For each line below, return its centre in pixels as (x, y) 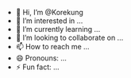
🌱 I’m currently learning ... (58, 29)
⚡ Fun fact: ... (37, 67)
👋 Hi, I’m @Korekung (49, 12)
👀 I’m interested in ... (49, 21)
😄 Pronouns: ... (41, 58)
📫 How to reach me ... (52, 47)
